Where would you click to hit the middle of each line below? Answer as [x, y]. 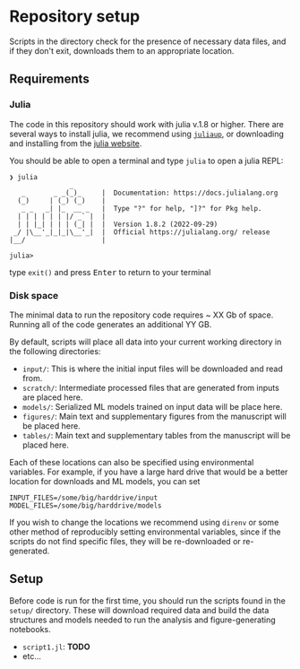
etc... [32, 656]
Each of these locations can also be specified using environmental [132, 462]
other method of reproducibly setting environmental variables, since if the [145, 532]
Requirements [49, 79]
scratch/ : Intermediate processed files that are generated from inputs [150, 387]
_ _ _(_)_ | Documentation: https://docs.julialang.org [150, 193]
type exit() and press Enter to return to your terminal [110, 272]
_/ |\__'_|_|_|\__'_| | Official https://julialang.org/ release [141, 232]
